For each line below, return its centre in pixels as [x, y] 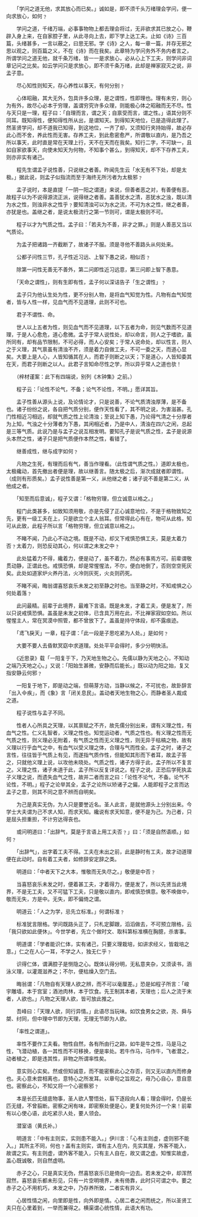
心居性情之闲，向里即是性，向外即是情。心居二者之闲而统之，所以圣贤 [101, 1200]
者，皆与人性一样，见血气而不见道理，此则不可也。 [68, 302]
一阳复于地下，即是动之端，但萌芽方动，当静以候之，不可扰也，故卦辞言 [104, 685]
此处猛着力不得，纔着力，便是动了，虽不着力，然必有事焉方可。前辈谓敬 [104, 558]
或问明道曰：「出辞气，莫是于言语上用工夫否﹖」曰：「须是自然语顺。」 [100, 832]
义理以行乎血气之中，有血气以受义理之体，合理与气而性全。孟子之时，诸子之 [99, 747]
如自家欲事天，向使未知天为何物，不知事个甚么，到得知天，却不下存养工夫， [99, 150]
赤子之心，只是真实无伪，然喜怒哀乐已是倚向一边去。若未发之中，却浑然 [104, 1173]
